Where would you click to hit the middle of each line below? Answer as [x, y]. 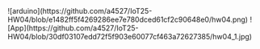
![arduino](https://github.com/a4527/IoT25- [80, 11]
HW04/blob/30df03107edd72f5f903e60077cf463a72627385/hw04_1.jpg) [130, 37]
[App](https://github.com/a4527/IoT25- [73, 28]
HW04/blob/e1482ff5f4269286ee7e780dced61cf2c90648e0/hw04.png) [128, 19]
